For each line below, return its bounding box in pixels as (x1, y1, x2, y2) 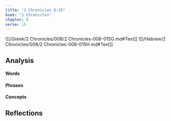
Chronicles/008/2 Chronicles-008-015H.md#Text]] (5, 42, 113, 48)
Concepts (5, 94, 27, 100)
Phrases (5, 82, 24, 88)
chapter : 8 (5, 17, 29, 22)
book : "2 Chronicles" (5, 12, 52, 17)
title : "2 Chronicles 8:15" (5, 7, 66, 13)
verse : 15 (5, 22, 27, 27)
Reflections (5, 109, 43, 117)
